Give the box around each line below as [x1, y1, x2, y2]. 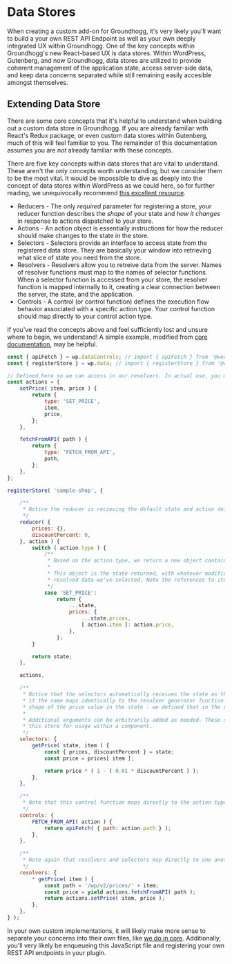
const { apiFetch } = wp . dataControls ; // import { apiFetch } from [7, 353, 209, 360]
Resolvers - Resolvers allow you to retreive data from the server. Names [17, 260, 222, 269]
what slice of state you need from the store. [17, 253, 142, 262]
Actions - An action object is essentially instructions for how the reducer [17, 224, 223, 232]
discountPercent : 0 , [32, 531, 91, 538]
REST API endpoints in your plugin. [7, 948, 106, 956]
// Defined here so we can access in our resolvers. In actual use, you [7, 372, 221, 380]
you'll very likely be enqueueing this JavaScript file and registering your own [7, 941, 225, 950]
